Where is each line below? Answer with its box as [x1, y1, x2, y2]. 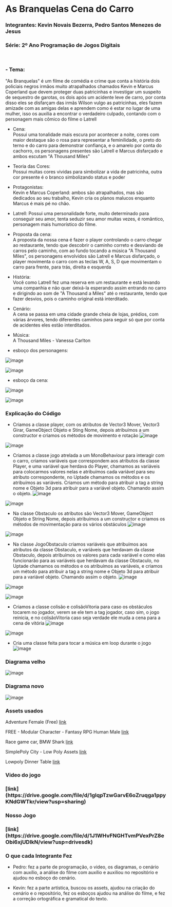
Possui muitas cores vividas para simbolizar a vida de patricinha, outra [12, 168, 162, 175]
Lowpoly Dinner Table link [5, 758, 60, 765]
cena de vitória [12, 620, 45, 626]
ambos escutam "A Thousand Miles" [12, 153, 90, 159]
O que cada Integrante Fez [5, 852, 72, 859]
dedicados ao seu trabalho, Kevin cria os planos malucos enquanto [12, 195, 155, 201]
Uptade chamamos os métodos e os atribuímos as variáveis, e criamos [12, 563, 163, 569]
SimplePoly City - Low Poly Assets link [5, 748, 87, 755]
